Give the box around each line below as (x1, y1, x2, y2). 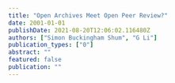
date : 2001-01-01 (8, 19, 66, 27)
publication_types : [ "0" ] (8, 41, 93, 49)
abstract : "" (8, 48, 51, 56)
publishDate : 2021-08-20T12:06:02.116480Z (8, 26, 150, 34)
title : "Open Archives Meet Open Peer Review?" (8, 11, 169, 20)
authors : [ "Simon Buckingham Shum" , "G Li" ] (8, 33, 158, 42)
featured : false (8, 56, 62, 64)
